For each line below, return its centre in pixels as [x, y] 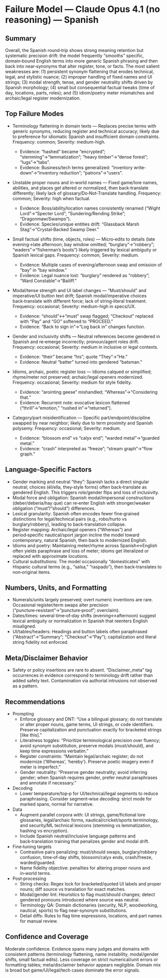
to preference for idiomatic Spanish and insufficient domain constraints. [86, 137]
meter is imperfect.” [40, 767]
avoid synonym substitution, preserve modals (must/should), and [86, 746]
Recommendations [35, 702]
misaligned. [24, 626]
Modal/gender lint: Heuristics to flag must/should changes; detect [87, 894]
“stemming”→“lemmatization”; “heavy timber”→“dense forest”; [84, 157]
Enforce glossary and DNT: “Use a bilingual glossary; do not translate [91, 719]
